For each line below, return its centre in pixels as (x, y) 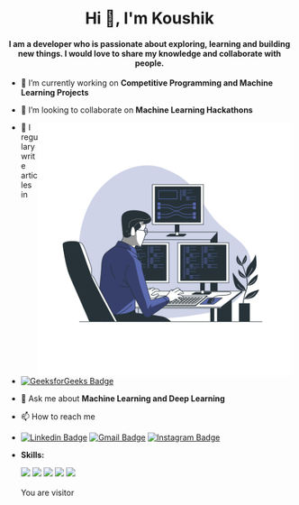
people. (149, 63)
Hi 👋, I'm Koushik (149, 18)
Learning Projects (54, 93)
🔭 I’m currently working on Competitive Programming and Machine (147, 83)
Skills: (32, 455)
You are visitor (47, 493)
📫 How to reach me (58, 417)
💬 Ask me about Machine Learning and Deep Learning (122, 399)
